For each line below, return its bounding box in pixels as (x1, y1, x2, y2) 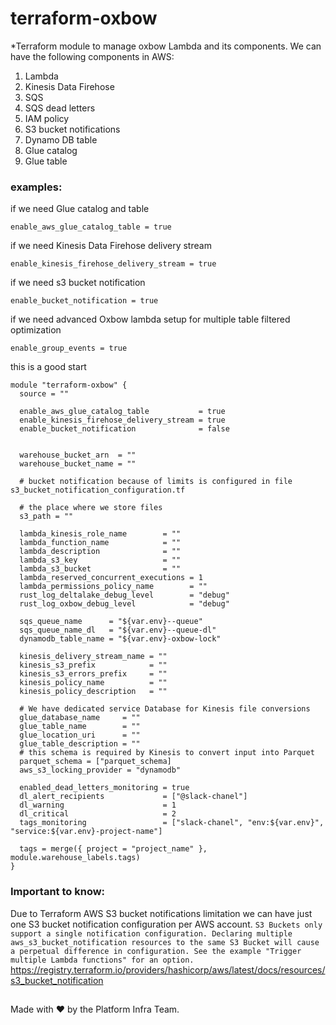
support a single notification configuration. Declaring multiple (10, 928, 293, 939)
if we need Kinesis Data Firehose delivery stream (10, 240, 212, 252)
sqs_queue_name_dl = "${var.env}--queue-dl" (19, 625, 217, 636)
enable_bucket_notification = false (19, 424, 230, 434)
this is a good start (10, 361, 87, 373)
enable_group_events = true (10, 343, 128, 354)
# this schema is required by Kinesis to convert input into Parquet (19, 748, 315, 758)
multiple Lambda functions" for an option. (10, 955, 195, 965)
